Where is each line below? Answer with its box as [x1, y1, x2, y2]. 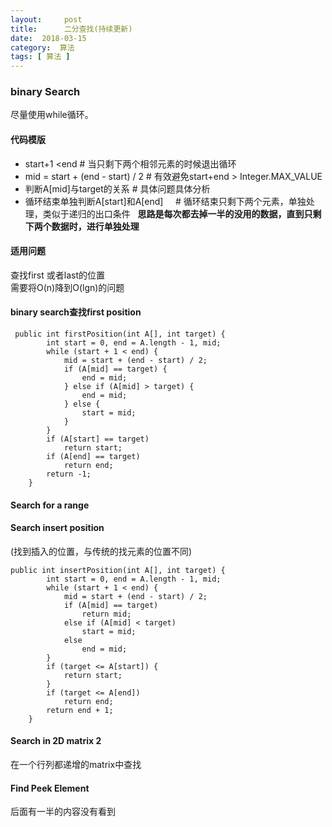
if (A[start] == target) [46, 434, 150, 445]
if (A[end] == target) [46, 452, 141, 462]
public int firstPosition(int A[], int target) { [14, 329, 226, 340]
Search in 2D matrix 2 [10, 735, 102, 747]
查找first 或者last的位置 [10, 269, 105, 281]
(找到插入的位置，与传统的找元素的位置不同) [10, 545, 193, 557]
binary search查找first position [10, 306, 142, 318]
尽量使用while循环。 [10, 109, 94, 121]
